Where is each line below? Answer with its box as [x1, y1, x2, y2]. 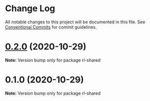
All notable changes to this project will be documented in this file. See [5, 19, 146, 25]
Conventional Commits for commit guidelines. [5, 24, 97, 30]
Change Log [5, 3, 55, 14]
